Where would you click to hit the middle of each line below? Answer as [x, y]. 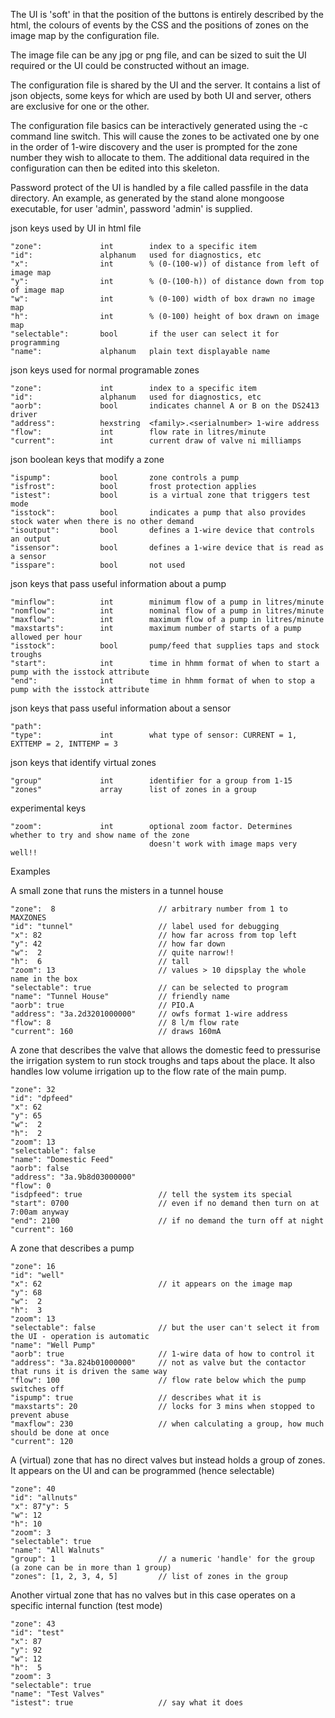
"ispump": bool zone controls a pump [125, 478]
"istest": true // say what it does [127, 1703]
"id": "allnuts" [44, 1498]
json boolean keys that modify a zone [87, 459]
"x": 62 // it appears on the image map [151, 1284]
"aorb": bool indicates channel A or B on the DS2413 [165, 406]
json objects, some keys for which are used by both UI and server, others [161, 95]
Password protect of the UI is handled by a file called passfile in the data [159, 187]
